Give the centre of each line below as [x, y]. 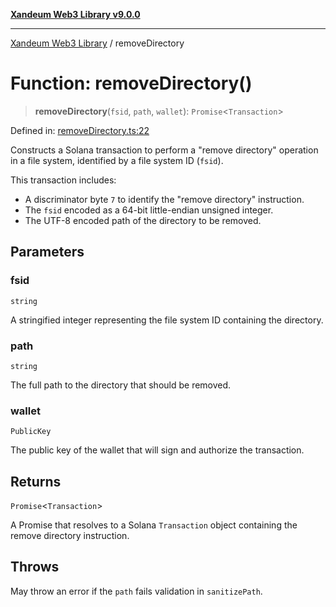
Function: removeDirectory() [131, 83]
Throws [35, 567]
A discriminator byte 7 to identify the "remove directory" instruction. [164, 199]
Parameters [47, 252]
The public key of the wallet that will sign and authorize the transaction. [157, 450]
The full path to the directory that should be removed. [121, 385]
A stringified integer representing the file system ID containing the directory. [167, 320]
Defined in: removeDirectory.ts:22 [80, 130]
